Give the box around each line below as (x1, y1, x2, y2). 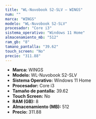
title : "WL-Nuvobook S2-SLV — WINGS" (5, 7, 83, 12)
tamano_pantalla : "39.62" (5, 44, 58, 49)
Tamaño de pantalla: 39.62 (12, 88, 68, 94)
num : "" (5, 12, 21, 17)
